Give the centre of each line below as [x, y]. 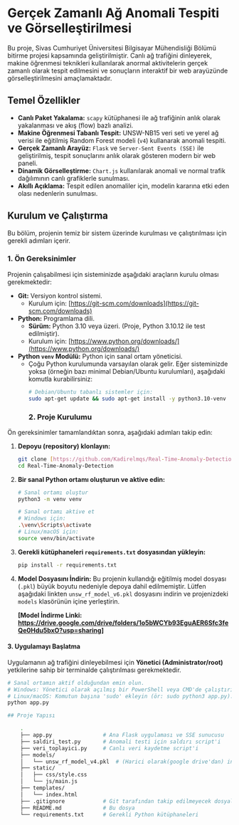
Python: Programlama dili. [56, 318]
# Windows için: [42, 519]
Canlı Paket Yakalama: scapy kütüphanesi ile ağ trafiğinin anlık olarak [119, 117]
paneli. [27, 163]
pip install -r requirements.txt [67, 565]
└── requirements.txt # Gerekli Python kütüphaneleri [110, 814]
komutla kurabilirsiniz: [60, 379]
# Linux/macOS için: [48, 532]
